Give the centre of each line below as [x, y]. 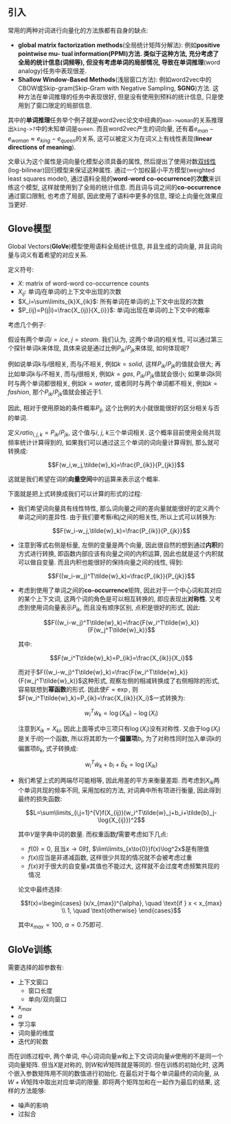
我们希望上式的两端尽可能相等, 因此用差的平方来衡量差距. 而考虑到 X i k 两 [119, 781]
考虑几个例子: [27, 325]
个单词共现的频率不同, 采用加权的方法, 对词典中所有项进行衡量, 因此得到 [119, 790]
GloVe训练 [30, 949]
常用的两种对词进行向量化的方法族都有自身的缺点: [78, 30]
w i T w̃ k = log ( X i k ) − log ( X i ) [121, 713]
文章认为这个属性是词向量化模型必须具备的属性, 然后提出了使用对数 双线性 [112, 161]
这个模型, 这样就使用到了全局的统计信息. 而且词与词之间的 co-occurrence [117, 188]
